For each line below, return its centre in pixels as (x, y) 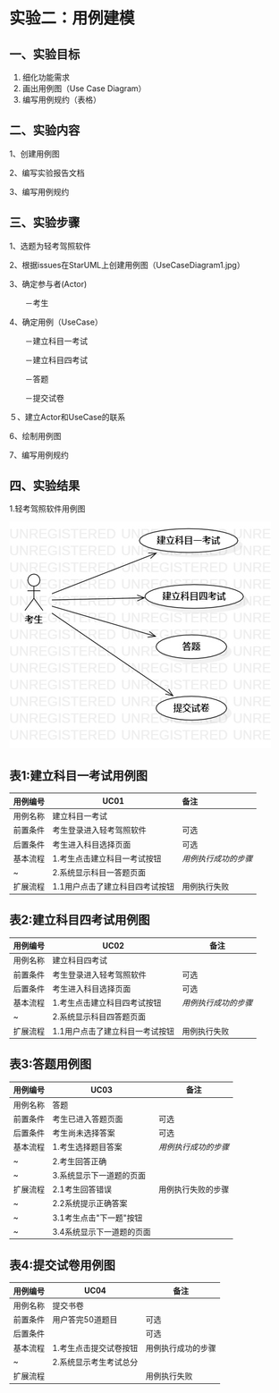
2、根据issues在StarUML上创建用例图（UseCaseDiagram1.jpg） (127, 265)
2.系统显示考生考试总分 (95, 1362)
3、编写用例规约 (39, 191)
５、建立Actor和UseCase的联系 (68, 417)
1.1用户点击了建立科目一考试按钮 (113, 1031)
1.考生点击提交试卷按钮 (95, 1347)
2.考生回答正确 (80, 1161)
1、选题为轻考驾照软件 (50, 246)
